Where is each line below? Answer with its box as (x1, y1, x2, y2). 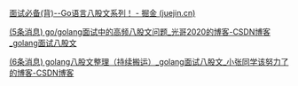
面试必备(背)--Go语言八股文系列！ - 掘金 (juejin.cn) (9, 8, 196, 18)
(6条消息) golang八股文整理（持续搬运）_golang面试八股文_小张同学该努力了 (9, 57, 289, 66)
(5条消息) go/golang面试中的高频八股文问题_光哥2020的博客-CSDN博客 (9, 27, 271, 37)
